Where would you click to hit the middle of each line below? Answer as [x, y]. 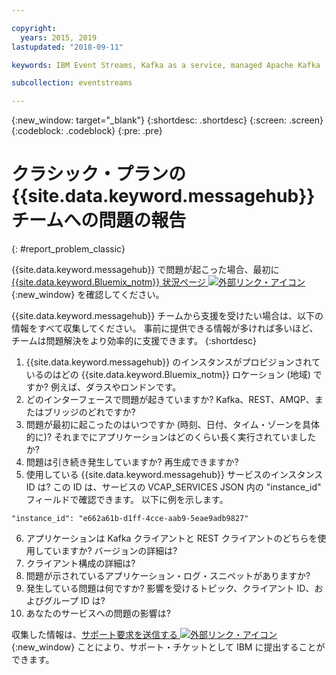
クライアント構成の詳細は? [80, 563]
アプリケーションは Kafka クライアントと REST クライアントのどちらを [171, 538]
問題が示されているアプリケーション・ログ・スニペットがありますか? [168, 576]
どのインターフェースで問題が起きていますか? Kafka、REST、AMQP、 [170, 400]
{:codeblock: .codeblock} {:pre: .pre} [87, 131]
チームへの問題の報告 [99, 220]
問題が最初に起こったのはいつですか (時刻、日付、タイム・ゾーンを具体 [172, 425]
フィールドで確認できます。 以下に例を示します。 [127, 500]
